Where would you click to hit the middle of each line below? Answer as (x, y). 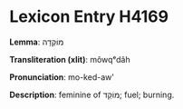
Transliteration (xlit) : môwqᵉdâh (70, 59)
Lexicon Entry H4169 (89, 17)
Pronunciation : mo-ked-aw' (62, 77)
